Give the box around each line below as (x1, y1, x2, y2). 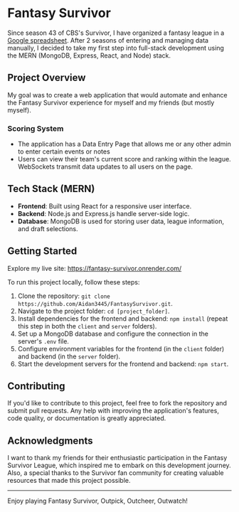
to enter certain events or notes (17, 147, 110, 156)
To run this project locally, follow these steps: (7, 277, 140, 286)
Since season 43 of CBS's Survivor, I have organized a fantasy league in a (7, 28, 225, 37)
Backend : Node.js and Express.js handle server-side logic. (17, 209, 190, 218)
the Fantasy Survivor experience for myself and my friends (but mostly (7, 98, 215, 107)
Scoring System (7, 123, 64, 133)
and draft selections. (17, 224, 78, 233)
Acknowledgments (7, 434, 94, 447)
